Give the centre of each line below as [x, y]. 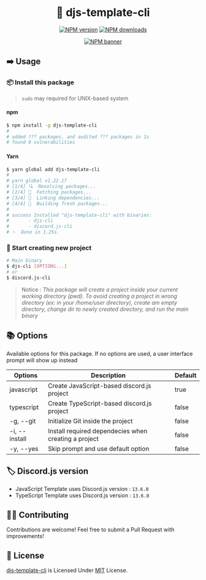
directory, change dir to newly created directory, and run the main [105, 309]
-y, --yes [24, 449]
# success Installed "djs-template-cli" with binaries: [79, 215]
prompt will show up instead [42, 360]
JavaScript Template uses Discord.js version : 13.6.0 [82, 489]
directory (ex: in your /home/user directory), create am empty [99, 302]
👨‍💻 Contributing [38, 515]
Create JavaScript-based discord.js [100, 385]
